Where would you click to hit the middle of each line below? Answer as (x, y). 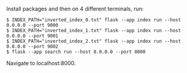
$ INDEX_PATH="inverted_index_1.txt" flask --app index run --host (94, 30)
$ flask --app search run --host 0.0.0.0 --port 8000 (76, 52)
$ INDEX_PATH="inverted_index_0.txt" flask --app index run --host (94, 20)
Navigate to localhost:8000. (41, 63)
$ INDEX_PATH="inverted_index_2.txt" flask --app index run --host (94, 41)
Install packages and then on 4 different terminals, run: (75, 9)
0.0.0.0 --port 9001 (33, 36)
